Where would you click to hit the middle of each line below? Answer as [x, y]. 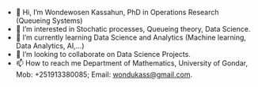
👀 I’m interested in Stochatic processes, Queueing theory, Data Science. [133, 29]
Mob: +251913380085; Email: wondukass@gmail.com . [104, 74]
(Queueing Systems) [49, 21]
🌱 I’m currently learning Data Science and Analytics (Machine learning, [131, 37]
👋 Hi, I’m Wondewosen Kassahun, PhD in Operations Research [117, 12]
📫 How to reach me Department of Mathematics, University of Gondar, [131, 63]
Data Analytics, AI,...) [50, 46]
